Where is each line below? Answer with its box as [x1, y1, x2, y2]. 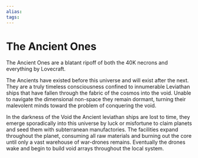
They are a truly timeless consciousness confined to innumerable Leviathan [6, 83, 190, 91]
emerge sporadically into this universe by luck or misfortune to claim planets [6, 120, 192, 127]
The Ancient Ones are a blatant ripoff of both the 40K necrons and [6, 59, 168, 66]
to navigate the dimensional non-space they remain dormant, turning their [6, 96, 186, 103]
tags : [6, 14, 20, 20]
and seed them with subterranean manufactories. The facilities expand [6, 126, 178, 133]
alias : [6, 8, 22, 15]
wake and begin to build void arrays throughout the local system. [6, 145, 164, 152]
